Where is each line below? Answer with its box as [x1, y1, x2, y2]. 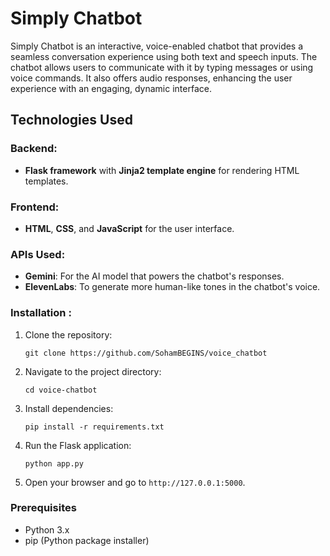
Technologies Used [10, 112, 133, 129]
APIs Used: [10, 247, 66, 261]
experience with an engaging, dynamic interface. [10, 82, 212, 94]
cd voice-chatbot [24, 385, 98, 395]
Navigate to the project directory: [24, 365, 162, 377]
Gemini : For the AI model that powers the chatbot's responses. [24, 270, 285, 282]
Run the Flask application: [24, 439, 132, 451]
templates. [24, 175, 69, 187]
